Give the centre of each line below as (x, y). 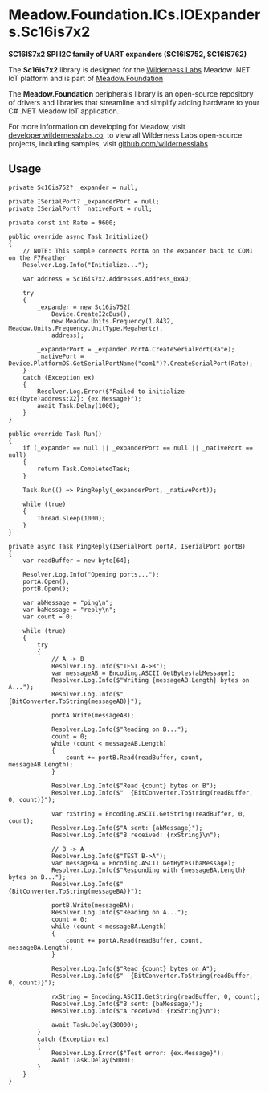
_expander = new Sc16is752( (84, 307)
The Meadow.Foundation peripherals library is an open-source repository (131, 93)
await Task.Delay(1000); (79, 405)
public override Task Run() (55, 434)
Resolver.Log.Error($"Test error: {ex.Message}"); (138, 1053)
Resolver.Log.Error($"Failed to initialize (111, 392)
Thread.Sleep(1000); (71, 518)
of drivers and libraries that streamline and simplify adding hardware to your (134, 102)
